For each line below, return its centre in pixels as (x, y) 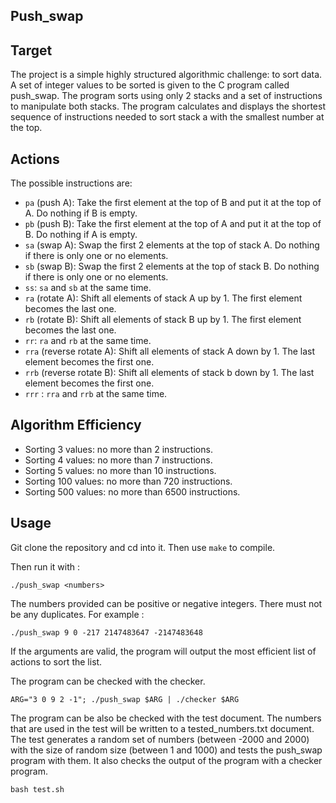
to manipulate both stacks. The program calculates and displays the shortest (168, 106)
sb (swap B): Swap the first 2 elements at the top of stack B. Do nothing (172, 266)
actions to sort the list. (56, 661)
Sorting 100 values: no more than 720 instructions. (128, 481)
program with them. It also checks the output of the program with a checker (166, 760)
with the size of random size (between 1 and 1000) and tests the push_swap (166, 750)
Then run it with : (45, 566)
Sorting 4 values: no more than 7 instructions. (118, 460)
